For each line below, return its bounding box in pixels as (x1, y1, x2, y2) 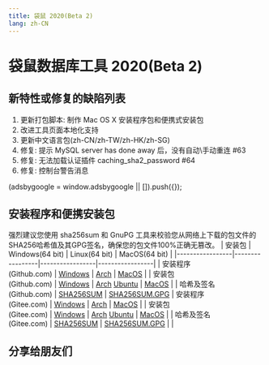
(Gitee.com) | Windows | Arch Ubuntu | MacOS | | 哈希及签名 (8, 310, 211, 320)
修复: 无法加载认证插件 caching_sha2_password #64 (19, 155, 196, 165)
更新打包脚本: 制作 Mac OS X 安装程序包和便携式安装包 (19, 114, 204, 124)
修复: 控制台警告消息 (19, 165, 89, 175)
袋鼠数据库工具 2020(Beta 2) (8, 57, 203, 75)
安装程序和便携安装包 (8, 207, 115, 221)
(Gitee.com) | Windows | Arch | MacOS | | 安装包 (8, 299, 170, 309)
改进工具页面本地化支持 (19, 125, 99, 135)
